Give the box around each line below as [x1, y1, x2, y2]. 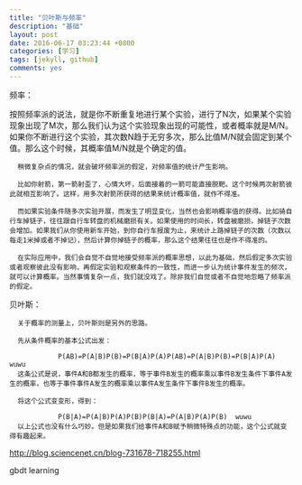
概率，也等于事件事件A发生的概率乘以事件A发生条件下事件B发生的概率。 [22, 378, 250, 388]
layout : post [9, 30, 59, 39]
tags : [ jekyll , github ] [9, 55, 99, 64]
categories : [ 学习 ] [9, 47, 80, 56]
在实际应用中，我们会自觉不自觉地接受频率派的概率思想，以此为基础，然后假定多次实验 [17, 253, 293, 262]
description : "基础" [9, 22, 84, 31]
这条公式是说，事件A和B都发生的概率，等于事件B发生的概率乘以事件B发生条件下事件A [17, 369, 287, 378]
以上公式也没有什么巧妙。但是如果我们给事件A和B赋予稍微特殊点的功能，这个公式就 [17, 422, 281, 431]
